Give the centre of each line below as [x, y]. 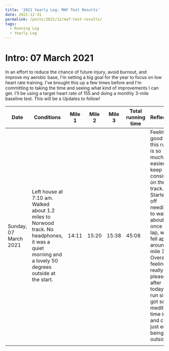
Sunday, [18, 226]
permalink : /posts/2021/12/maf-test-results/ [54, 19]
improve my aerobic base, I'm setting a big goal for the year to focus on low [83, 77]
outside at [44, 273]
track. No [43, 229]
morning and [47, 254]
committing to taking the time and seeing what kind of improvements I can [82, 88]
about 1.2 [44, 210]
